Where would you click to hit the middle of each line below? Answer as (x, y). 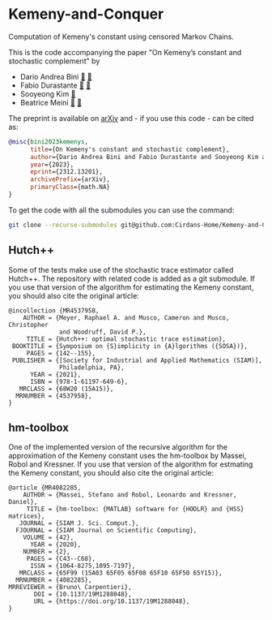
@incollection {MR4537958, (54, 310)
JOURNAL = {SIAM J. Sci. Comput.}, (79, 523)
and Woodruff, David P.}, (103, 332)
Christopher (28, 325)
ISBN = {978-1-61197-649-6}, (79, 381)
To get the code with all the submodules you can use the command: (121, 210)
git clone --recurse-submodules (63, 225)
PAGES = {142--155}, (61, 353)
